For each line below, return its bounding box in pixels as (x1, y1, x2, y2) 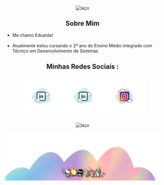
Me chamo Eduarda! (12, 32, 53, 38)
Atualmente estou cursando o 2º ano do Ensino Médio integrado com (12, 43, 152, 49)
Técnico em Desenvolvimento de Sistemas (12, 48, 98, 54)
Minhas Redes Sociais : (46, 62, 119, 71)
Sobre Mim (65, 19, 100, 28)
